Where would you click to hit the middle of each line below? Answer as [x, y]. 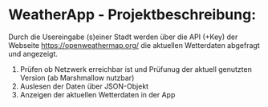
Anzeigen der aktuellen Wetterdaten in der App [97, 94]
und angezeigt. [33, 53]
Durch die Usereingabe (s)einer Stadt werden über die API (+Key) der [123, 37]
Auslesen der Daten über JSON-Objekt [84, 86]
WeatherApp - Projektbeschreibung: [132, 15]
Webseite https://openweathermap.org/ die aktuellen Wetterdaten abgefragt [134, 45]
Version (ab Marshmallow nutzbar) [77, 77]
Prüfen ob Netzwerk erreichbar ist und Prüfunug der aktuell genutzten [136, 69]
